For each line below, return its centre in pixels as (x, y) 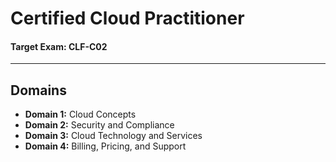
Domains (38, 90)
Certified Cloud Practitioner (127, 18)
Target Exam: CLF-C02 (59, 46)
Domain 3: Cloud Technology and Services (113, 136)
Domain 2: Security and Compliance (99, 125)
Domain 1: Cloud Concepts (80, 114)
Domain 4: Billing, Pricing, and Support (105, 146)
